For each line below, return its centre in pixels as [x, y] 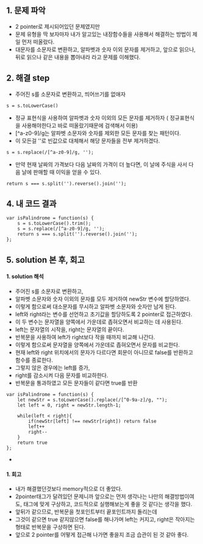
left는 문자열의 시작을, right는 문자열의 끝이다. [69, 329]
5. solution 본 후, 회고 [46, 259]
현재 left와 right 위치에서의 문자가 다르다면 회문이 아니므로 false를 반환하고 [104, 353]
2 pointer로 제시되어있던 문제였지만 [58, 26]
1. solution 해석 [25, 276]
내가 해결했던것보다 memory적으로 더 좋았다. [69, 489]
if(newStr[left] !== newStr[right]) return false [92, 421]
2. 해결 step [28, 78]
